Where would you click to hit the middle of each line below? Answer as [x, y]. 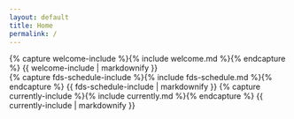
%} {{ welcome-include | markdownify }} [83, 68]
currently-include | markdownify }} [72, 106]
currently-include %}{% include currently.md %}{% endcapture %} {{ [136, 96]
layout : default [39, 17]
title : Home [31, 26]
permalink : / [33, 33]
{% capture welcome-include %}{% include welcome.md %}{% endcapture [147, 59]
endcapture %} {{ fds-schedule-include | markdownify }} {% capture [135, 87]
